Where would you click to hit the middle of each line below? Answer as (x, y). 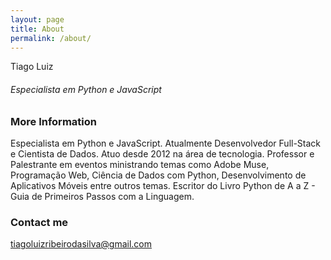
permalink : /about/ (51, 38)
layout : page (37, 19)
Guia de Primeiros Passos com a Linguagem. (102, 196)
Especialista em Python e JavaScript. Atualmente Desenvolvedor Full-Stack (166, 143)
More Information (53, 121)
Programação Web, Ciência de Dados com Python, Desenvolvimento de (158, 175)
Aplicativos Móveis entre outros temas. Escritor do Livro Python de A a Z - (163, 185)
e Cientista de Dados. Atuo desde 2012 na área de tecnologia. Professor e (162, 153)
